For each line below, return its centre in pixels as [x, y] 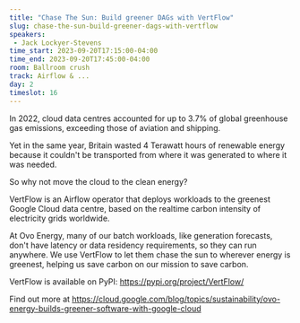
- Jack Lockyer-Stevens [57, 43]
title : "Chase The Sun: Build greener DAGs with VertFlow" [122, 17]
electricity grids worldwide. [60, 218]
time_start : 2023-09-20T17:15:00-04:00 [84, 51]
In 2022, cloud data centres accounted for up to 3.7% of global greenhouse [149, 118]
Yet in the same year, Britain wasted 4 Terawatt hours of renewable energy [147, 145]
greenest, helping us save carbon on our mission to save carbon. [129, 264]
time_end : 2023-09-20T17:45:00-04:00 [80, 59]
